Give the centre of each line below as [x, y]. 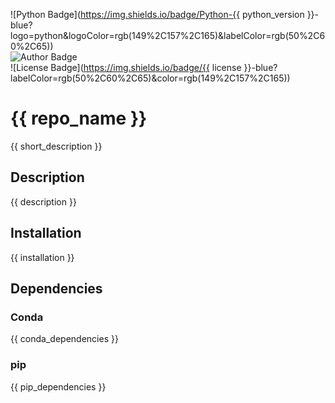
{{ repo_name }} [79, 118]
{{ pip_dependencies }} [58, 386]
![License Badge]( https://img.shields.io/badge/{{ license [126, 67]
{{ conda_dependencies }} [64, 339]
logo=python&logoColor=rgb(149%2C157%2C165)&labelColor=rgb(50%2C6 [168, 35]
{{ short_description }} [56, 146]
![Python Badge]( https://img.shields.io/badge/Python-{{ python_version [157, 14]
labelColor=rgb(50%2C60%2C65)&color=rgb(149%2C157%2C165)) [150, 78]
